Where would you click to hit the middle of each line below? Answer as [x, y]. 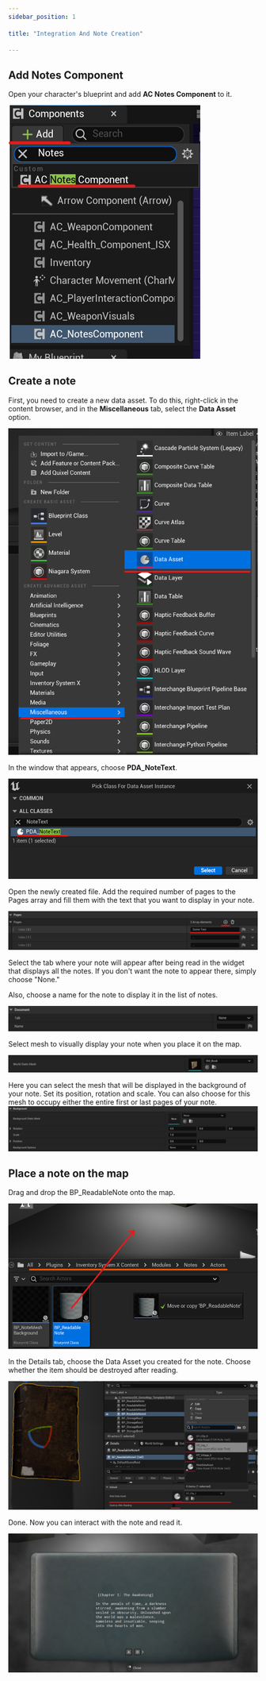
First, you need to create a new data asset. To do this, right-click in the [123, 400]
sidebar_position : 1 [42, 17]
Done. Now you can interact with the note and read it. [95, 1523]
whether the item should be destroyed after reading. [93, 1371]
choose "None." [34, 979]
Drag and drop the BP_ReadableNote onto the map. [92, 1193]
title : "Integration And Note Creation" [76, 33]
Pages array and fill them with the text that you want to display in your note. [131, 900]
